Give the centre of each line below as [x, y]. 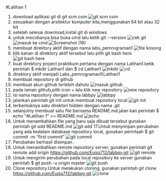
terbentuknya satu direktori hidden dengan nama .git [66, 106]
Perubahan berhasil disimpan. [43, 142]
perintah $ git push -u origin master [49, 163]
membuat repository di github [43, 79]
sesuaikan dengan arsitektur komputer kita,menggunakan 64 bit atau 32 [86, 22]
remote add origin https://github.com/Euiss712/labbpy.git [71, 152]
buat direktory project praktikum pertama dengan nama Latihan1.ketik [83, 64]
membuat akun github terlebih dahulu [51, 85]
